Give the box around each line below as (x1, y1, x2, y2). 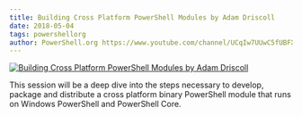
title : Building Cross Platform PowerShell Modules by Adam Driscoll (9, 12, 276, 22)
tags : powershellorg (9, 29, 87, 38)
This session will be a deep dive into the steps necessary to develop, (9, 79, 264, 90)
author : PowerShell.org (9, 37, 99, 47)
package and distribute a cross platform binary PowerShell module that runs (9, 89, 292, 100)
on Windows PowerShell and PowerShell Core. (9, 99, 182, 110)
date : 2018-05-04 (9, 21, 75, 30)
